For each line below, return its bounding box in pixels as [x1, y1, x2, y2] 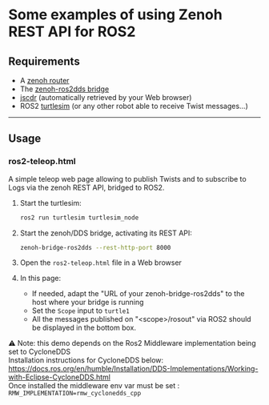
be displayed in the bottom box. [31, 323, 136, 333]
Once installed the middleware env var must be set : [8, 381, 180, 391]
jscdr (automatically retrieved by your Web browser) [19, 93, 192, 102]
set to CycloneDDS [8, 347, 71, 357]
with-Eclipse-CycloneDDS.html [8, 372, 110, 382]
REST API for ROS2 [8, 22, 136, 41]
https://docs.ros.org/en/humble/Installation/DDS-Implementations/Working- [8, 364, 259, 374]
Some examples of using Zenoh [8, 6, 223, 24]
